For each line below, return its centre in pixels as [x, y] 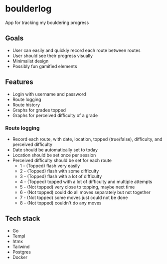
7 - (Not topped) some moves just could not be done [74, 197]
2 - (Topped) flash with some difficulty [59, 171]
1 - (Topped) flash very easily [50, 165]
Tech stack [23, 219]
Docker [20, 257]
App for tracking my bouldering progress [47, 22]
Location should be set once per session [54, 155]
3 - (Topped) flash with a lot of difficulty [61, 176]
